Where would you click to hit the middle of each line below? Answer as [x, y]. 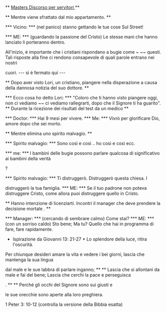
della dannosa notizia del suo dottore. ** [47, 88]
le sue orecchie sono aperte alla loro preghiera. [54, 294]
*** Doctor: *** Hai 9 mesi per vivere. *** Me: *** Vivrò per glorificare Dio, [82, 118]
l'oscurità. [23, 245]
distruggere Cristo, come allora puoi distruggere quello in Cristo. [72, 193]
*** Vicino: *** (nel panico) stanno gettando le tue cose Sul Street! [74, 27]
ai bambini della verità [28, 159]
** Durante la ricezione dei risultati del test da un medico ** [67, 108]
